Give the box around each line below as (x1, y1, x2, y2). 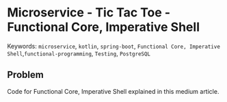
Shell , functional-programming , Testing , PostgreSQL (7, 49, 151, 58)
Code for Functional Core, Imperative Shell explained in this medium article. (7, 87, 219, 95)
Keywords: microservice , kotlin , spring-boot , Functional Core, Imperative (7, 42, 221, 50)
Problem (7, 69, 44, 81)
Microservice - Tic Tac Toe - (7, 5, 171, 21)
